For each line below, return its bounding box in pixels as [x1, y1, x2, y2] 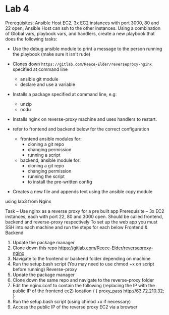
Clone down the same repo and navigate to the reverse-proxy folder [12, 277, 154, 283]
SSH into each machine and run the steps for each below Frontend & [5, 224, 148, 230]
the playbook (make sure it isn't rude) [12, 51, 91, 57]
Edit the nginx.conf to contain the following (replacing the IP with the [12, 282, 155, 288]
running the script [27, 173, 65, 179]
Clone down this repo [12, 245, 58, 251]
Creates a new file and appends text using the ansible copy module [12, 188, 153, 195]
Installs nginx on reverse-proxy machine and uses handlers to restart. [12, 116, 157, 122]
